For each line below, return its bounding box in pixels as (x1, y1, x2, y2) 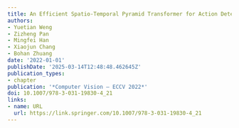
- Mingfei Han (7, 37, 50, 44)
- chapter (7, 76, 37, 84)
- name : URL (7, 103, 43, 110)
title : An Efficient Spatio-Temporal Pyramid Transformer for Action (7, 10, 218, 18)
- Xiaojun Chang (7, 43, 55, 50)
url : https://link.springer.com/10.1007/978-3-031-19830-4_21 (14, 110, 202, 117)
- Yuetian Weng (7, 23, 53, 31)
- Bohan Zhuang (7, 50, 53, 58)
